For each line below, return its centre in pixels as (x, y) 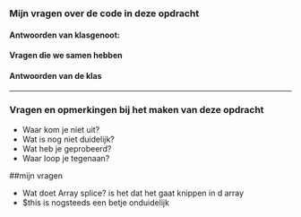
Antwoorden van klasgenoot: (65, 35)
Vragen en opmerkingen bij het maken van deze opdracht (137, 110)
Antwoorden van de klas (56, 75)
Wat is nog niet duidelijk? (68, 139)
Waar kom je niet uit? (61, 129)
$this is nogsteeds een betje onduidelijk (96, 202)
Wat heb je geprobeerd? (67, 148)
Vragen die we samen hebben (66, 56)
